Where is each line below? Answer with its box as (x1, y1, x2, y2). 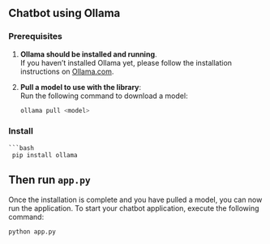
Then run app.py (8, 173, 91, 187)
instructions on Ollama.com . (19, 66, 114, 76)
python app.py (8, 227, 57, 236)
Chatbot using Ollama (8, 6, 121, 20)
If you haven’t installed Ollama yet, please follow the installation (19, 58, 233, 67)
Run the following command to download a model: (19, 91, 188, 101)
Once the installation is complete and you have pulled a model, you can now (8, 195, 263, 204)
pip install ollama (11, 151, 79, 159)
